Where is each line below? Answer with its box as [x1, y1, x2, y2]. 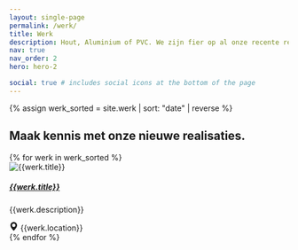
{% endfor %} [9, 231, 60, 242]
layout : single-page [9, 12, 86, 22]
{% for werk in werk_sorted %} [9, 152, 122, 162]
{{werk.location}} [20, 223, 83, 233]
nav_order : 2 [9, 54, 58, 63]
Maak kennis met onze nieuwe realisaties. [9, 129, 246, 144]
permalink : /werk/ [9, 21, 77, 30]
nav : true [9, 46, 46, 55]
